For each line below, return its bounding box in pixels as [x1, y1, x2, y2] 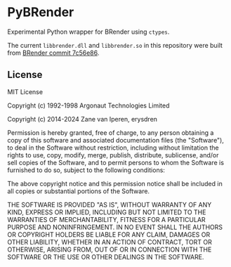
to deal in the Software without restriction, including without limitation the [7, 143, 219, 152]
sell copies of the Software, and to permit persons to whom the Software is [7, 158, 225, 167]
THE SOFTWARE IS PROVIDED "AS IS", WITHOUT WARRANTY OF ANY [7, 200, 212, 209]
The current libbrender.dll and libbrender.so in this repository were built [7, 41, 223, 49]
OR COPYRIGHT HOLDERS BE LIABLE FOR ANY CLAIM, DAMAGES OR [7, 230, 211, 239]
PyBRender [7, 4, 74, 20]
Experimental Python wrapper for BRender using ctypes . [7, 27, 170, 36]
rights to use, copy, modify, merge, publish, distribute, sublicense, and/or [7, 150, 219, 159]
